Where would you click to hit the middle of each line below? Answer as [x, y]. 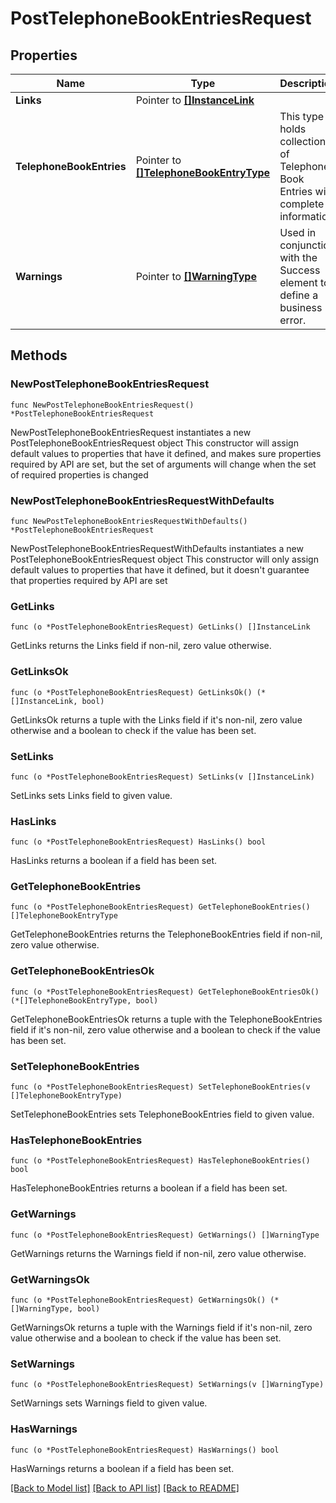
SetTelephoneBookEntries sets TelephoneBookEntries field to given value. [162, 1114]
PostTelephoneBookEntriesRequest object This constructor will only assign [164, 559]
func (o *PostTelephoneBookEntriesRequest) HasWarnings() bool [145, 1450]
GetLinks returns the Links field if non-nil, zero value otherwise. [141, 646]
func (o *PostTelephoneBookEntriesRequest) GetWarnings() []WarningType [165, 1235]
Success [300, 270]
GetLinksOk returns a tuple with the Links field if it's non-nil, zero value [156, 719]
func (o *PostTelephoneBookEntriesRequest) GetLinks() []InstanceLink [160, 627]
